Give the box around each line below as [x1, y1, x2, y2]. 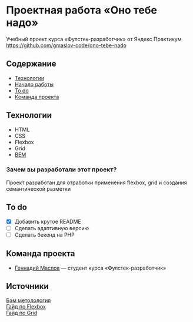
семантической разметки [6, 185, 71, 192]
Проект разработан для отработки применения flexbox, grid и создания [6, 179, 187, 186]
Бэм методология [6, 297, 51, 304]
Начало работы [14, 81, 54, 88]
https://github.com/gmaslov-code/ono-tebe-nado [6, 42, 127, 49]
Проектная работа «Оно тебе [6, 4, 158, 17]
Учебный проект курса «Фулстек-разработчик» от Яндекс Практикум [6, 35, 182, 42]
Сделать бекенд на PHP [14, 231, 75, 238]
